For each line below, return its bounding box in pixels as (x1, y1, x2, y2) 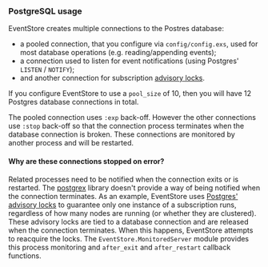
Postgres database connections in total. (8, 98, 139, 107)
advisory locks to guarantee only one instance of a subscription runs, (8, 200, 238, 209)
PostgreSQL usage (8, 6, 82, 17)
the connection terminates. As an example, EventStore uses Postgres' (8, 191, 238, 201)
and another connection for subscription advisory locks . (19, 74, 206, 83)
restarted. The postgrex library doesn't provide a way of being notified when (8, 182, 261, 193)
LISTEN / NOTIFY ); (19, 65, 74, 74)
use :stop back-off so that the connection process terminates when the (8, 122, 245, 131)
